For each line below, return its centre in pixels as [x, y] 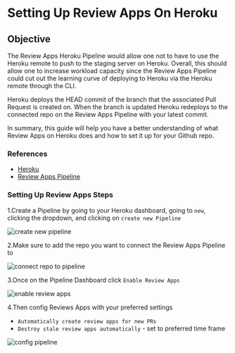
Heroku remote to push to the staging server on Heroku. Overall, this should [117, 63]
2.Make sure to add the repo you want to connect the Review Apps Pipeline [116, 245]
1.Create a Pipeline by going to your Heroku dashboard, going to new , [107, 210]
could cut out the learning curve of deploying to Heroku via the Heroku [110, 78]
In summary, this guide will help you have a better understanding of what [113, 128]
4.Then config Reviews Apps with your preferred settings [90, 307]
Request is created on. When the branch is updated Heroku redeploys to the [118, 107]
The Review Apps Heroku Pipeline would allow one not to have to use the [113, 56]
